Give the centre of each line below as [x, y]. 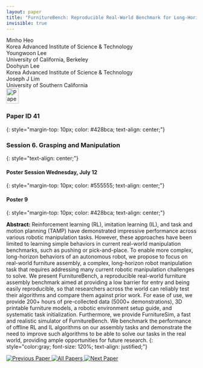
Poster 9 [17, 199]
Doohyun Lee [23, 66]
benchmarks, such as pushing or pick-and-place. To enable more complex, [100, 250]
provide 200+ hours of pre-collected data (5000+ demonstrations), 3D [94, 302]
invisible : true [27, 23]
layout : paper [24, 12]
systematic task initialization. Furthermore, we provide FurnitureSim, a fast [99, 315]
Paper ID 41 [23, 116]
